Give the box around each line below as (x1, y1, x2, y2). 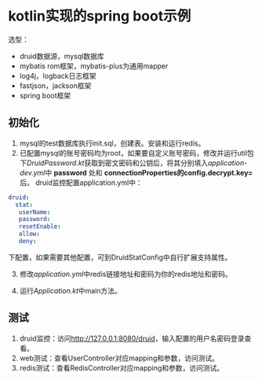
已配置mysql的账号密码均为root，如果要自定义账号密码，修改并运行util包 (19, 148, 255, 157)
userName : (18, 208, 51, 216)
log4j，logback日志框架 (19, 71, 96, 80)
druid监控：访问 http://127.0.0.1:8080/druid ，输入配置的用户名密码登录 (19, 334, 245, 343)
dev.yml (19, 168, 45, 177)
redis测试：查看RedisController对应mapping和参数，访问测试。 (19, 363, 224, 372)
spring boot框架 (19, 90, 71, 100)
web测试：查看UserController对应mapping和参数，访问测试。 (19, 353, 220, 363)
